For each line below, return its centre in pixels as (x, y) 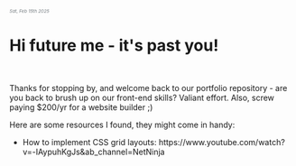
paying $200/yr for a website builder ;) (81, 107)
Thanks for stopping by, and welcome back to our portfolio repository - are (148, 88)
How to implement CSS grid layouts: (89, 143)
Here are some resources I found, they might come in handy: (122, 125)
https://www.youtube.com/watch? (222, 143)
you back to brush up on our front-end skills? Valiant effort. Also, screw (142, 98)
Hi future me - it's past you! (114, 46)
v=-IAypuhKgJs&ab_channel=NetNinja (93, 152)
